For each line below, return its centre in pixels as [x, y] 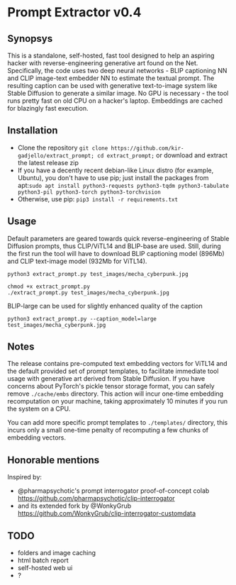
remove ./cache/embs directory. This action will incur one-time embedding [116, 394]
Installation [33, 131]
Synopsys [30, 39]
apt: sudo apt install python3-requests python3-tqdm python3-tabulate [123, 185]
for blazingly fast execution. [48, 108]
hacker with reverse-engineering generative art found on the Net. [103, 63]
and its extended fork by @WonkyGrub [74, 506]
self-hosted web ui [45, 568]
